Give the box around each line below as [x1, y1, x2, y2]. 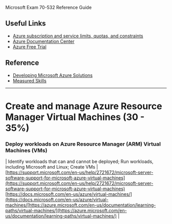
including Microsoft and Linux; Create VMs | [5, 164, 98, 170]
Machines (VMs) [5, 147, 48, 154]
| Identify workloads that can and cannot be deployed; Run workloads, [5, 158, 154, 165]
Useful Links [5, 19, 46, 28]
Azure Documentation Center [12, 38, 75, 44]
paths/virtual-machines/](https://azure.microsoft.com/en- [5, 208, 127, 214]
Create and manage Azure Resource [5, 100, 162, 112]
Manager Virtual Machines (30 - [5, 111, 145, 123]
